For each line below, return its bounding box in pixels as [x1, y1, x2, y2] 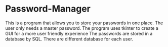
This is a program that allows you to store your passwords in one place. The [5, 20, 163, 26]
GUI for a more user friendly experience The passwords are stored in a [5, 30, 153, 36]
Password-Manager [5, 3, 91, 15]
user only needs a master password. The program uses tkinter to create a [5, 25, 158, 31]
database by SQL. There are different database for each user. [5, 36, 133, 42]
